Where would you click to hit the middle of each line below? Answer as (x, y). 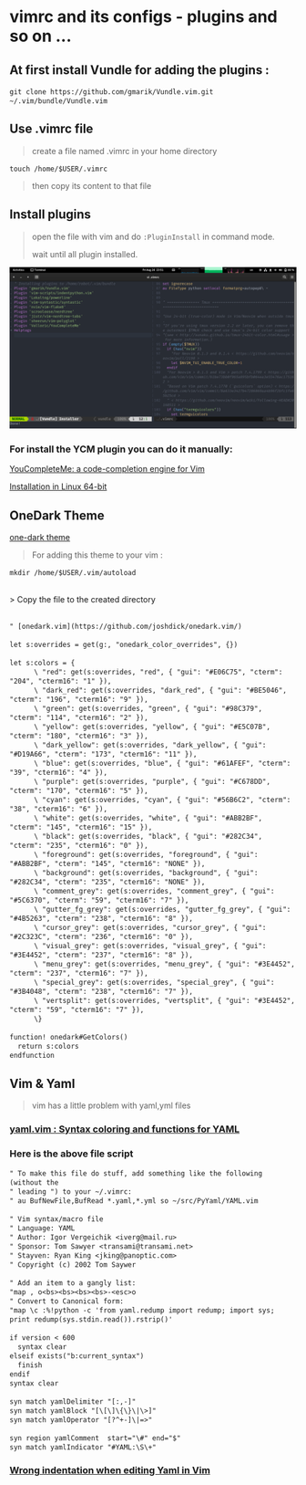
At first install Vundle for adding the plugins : (140, 70)
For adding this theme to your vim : (97, 555)
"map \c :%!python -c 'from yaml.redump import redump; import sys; (142, 1311)
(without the (34, 1183)
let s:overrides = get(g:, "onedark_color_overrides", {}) (124, 645)
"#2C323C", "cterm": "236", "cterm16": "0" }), (102, 937)
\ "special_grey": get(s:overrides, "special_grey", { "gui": (154, 983)
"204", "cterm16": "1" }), (61, 682)
